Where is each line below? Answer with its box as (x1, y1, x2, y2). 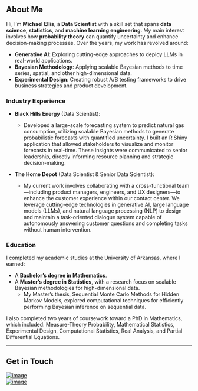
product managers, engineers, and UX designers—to (52, 188, 181, 195)
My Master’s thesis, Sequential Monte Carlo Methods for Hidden (23, 291, 180, 298)
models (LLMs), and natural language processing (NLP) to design (23, 207, 182, 214)
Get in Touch (6, 356, 54, 366)
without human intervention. (23, 226, 92, 233)
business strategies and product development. (14, 82, 128, 89)
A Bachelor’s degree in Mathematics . (14, 272, 107, 279)
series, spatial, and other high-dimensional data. (14, 69, 133, 76)
